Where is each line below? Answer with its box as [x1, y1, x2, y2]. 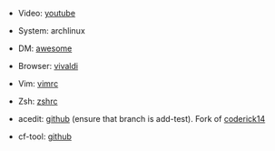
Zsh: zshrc [17, 96, 58, 106]
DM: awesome [17, 43, 73, 54]
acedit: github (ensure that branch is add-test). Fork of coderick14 [17, 114, 266, 124]
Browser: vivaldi [17, 61, 79, 71]
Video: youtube [17, 8, 75, 18]
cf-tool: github [17, 131, 73, 142]
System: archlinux [17, 25, 86, 35]
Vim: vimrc [17, 78, 59, 89]
